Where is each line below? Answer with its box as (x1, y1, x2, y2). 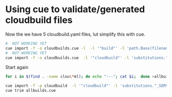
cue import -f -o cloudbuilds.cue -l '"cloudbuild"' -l (5, 55, 130, 60)
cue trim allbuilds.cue (5, 88, 56, 93)
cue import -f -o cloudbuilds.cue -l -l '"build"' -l (5, 46, 125, 51)
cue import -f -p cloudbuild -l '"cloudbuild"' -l (5, 83, 118, 88)
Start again (5, 64, 29, 71)
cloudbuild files (5, 14, 73, 26)
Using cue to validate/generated (5, 4, 145, 15)
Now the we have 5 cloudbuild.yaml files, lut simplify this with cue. (5, 31, 146, 37)
